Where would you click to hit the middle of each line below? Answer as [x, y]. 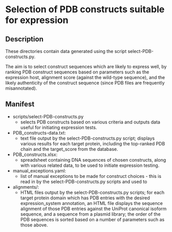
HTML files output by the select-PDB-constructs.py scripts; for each [92, 192]
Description [24, 39]
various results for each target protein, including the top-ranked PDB [93, 143]
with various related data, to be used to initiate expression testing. [90, 165]
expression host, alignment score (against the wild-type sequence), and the [85, 77]
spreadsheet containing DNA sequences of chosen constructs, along [93, 160]
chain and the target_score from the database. [69, 149]
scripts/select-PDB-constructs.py [48, 116]
